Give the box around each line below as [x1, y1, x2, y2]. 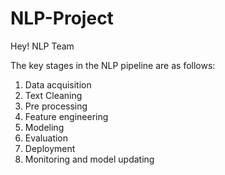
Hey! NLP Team [10, 40, 75, 52]
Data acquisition [24, 78, 92, 91]
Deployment [24, 142, 76, 154]
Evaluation [24, 132, 69, 144]
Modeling [24, 121, 65, 133]
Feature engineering [24, 110, 109, 122]
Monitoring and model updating [24, 153, 155, 165]
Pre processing [24, 100, 88, 112]
